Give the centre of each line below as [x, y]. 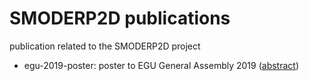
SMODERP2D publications [120, 18]
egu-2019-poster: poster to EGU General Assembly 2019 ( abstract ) [161, 65]
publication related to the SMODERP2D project [105, 46]
